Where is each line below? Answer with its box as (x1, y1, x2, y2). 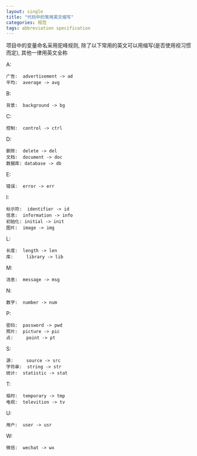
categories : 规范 (6, 19, 47, 25)
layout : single (6, 8, 44, 15)
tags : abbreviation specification (6, 25, 91, 31)
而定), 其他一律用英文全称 (6, 49, 68, 56)
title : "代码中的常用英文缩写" (6, 14, 74, 20)
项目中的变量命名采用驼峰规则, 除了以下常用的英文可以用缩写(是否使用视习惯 (6, 42, 192, 49)
